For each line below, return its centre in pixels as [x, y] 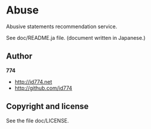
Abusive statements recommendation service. [62, 26]
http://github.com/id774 [43, 88]
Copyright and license [48, 106]
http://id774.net [33, 82]
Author [19, 56]
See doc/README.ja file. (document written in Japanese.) [76, 38]
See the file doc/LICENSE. [38, 120]
